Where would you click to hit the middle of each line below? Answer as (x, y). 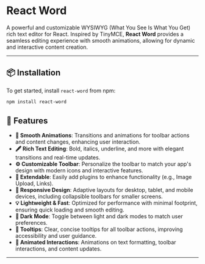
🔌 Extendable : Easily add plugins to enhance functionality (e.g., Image (103, 177)
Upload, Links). (34, 183)
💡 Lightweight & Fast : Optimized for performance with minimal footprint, (106, 203)
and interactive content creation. (47, 47)
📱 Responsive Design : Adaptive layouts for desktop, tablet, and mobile (104, 190)
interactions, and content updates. (58, 249)
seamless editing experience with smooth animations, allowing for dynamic (101, 40)
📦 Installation (34, 73)
